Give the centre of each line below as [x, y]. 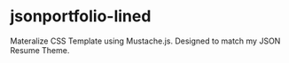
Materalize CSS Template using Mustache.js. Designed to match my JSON [145, 41]
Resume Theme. [40, 50]
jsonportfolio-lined [81, 16]
